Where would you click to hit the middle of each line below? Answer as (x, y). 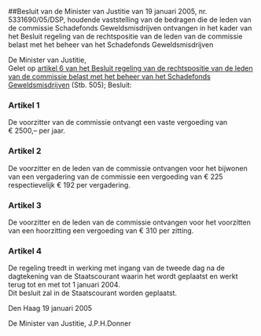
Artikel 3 (25, 205)
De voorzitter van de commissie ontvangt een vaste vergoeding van (118, 122)
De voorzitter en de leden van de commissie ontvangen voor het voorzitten (130, 222)
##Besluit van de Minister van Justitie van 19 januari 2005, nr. (108, 11)
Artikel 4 (25, 250)
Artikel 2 (25, 151)
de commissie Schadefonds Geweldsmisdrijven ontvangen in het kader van (130, 28)
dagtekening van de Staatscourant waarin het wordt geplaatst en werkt (123, 276)
